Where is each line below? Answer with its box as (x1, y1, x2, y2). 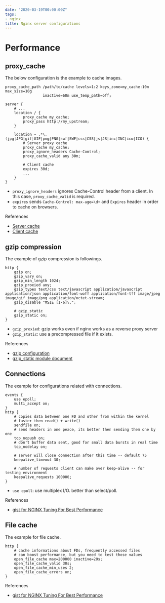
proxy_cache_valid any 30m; (23, 154, 81, 159)
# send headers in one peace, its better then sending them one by (14, 427, 156, 432)
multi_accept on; (14, 401, 50, 406)
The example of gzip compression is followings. (5, 256, 102, 262)
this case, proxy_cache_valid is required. (12, 194, 95, 200)
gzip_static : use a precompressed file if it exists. (12, 331, 113, 337)
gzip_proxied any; (14, 282, 52, 288)
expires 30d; (23, 166, 50, 172)
